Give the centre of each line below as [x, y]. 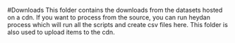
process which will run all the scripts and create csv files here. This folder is [117, 25]
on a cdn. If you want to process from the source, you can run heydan [109, 17]
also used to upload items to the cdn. [61, 32]
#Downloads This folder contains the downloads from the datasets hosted [115, 10]
